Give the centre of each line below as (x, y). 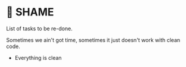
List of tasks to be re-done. (40, 28)
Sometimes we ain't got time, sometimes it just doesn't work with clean (93, 40)
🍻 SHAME (30, 12)
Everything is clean (38, 58)
